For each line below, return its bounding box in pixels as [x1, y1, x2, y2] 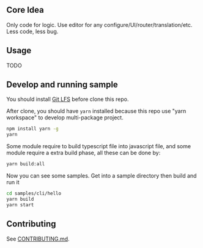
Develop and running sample [6, 80, 118, 90]
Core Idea [6, 5, 44, 15]
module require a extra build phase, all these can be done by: [6, 149, 161, 157]
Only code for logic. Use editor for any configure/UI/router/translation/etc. [6, 21, 193, 28]
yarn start [6, 201, 34, 208]
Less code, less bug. [6, 28, 59, 35]
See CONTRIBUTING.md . [6, 235, 70, 242]
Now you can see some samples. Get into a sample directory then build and [6, 172, 197, 179]
